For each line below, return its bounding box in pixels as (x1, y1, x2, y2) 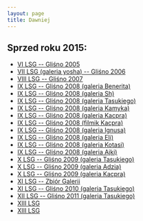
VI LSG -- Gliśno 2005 (16, 60, 80, 69)
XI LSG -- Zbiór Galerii (16, 177, 80, 186)
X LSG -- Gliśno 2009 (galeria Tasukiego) (16, 156, 135, 164)
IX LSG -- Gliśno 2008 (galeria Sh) (16, 90, 115, 98)
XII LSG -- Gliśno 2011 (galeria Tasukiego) (16, 192, 135, 200)
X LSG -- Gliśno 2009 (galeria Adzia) (16, 162, 122, 171)
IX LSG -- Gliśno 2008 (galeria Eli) (16, 134, 114, 142)
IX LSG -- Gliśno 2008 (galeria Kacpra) (16, 112, 127, 120)
